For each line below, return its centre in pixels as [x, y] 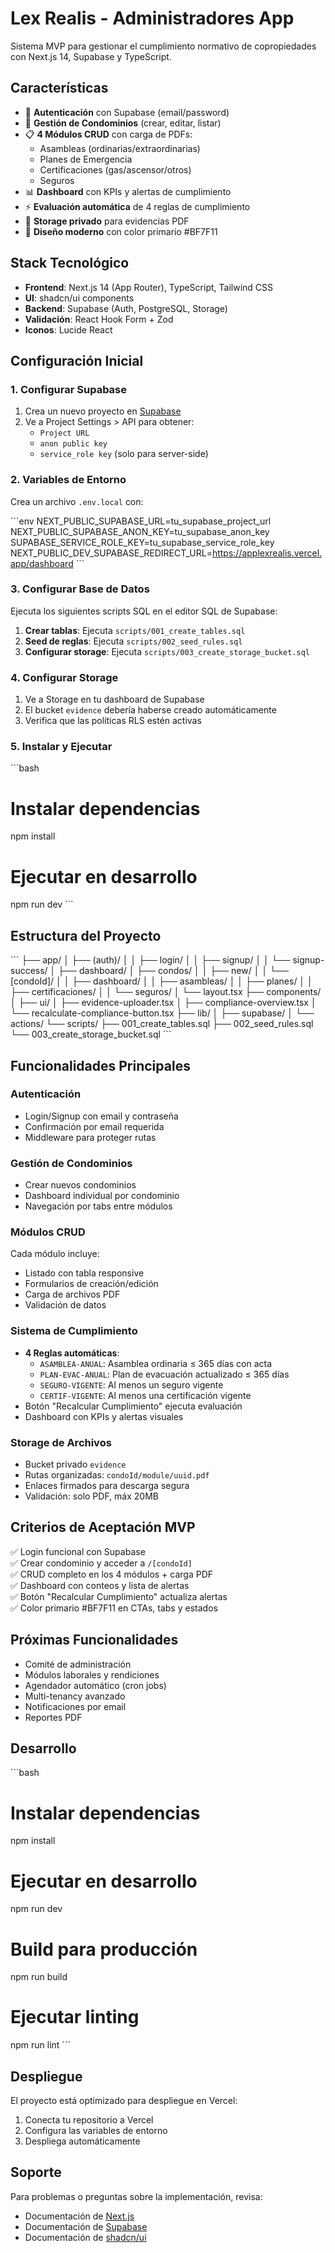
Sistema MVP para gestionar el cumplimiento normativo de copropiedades [163, 46]
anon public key [73, 444]
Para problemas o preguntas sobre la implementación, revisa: [136, 2196]
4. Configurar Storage [64, 677]
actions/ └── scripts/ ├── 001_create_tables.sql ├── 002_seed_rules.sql [162, 1024]
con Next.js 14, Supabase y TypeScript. [91, 56]
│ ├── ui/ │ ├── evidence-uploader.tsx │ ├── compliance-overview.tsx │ [163, 1003]
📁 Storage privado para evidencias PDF [107, 221]
